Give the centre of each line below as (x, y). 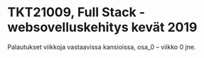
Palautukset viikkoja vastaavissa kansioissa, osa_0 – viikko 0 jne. (102, 47)
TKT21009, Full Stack (72, 12)
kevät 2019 (164, 27)
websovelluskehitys (68, 27)
